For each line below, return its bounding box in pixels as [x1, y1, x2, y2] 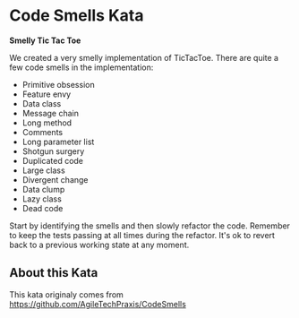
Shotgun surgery [21, 145, 85, 157]
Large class [21, 165, 65, 176]
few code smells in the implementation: [9, 62, 154, 73]
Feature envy [21, 89, 72, 99]
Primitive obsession [21, 79, 96, 90]
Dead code [21, 202, 64, 213]
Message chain [21, 107, 79, 118]
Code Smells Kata [9, 5, 144, 26]
